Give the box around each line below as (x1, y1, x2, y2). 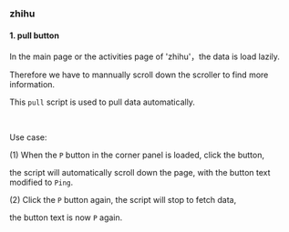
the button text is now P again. (9, 212, 123, 223)
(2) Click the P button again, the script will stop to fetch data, (9, 195, 237, 206)
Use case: (9, 132, 47, 143)
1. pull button (9, 30, 59, 41)
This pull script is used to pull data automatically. (9, 96, 196, 107)
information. (9, 79, 56, 90)
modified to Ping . (9, 177, 74, 188)
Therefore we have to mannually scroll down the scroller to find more (9, 69, 269, 80)
